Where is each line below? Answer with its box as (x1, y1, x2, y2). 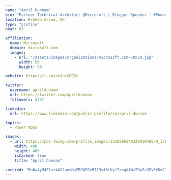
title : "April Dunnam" (14, 158, 63, 163)
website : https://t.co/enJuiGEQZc (5, 74, 79, 79)
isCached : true (14, 153, 47, 159)
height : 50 (18, 64, 42, 70)
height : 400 (14, 148, 40, 153)
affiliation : (5, 36, 33, 41)
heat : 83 (5, 27, 24, 32)
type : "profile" (5, 21, 40, 27)
